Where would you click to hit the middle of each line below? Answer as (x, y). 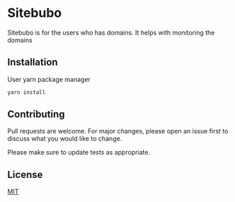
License (25, 174)
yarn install (27, 92)
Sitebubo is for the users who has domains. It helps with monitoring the (111, 32)
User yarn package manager (49, 79)
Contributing (36, 114)
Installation (33, 63)
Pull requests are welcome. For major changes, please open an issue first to (118, 131)
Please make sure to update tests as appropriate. (79, 153)
